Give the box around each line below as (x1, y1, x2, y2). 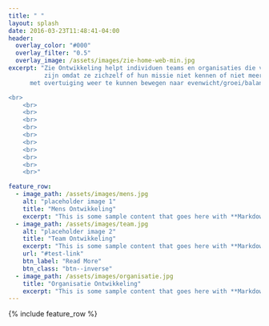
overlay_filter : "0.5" (15, 49, 91, 57)
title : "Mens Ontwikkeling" (22, 205, 116, 213)
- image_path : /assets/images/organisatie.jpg (15, 272, 174, 280)
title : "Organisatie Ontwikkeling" (22, 279, 142, 287)
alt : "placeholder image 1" (22, 198, 116, 206)
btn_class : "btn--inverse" (22, 264, 113, 273)
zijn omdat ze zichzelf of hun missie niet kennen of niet (43, 71, 246, 79)
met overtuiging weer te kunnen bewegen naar (29, 79, 184, 87)
